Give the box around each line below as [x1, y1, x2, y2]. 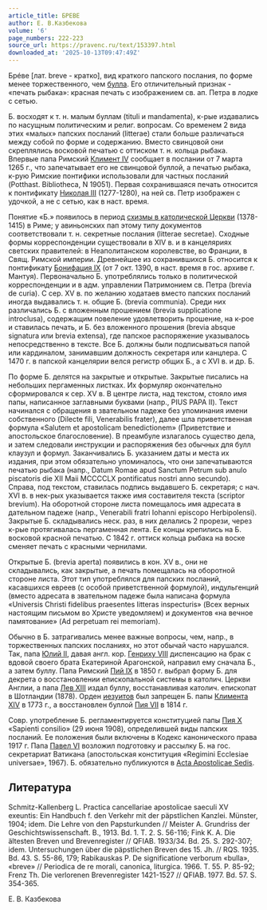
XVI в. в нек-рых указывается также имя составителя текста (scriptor [8, 491, 245, 500]
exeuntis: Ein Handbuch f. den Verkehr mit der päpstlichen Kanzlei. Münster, [8, 810, 258, 820]
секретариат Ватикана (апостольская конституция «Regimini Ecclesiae [8, 749, 249, 759]
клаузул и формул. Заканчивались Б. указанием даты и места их [8, 448, 230, 458]
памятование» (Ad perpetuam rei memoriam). [8, 617, 161, 626]
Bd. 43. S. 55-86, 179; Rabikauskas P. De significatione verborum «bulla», [8, 852, 249, 863]
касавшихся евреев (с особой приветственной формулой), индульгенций [8, 582, 259, 592]
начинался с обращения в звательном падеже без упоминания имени [8, 406, 248, 415]
